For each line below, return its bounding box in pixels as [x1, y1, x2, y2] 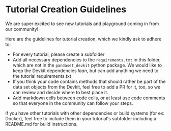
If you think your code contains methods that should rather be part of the [12, 78, 166, 84]
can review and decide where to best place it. [12, 89, 108, 95]
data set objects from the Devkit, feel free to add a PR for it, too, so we [12, 83, 161, 90]
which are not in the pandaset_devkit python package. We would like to [12, 62, 162, 68]
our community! [5, 26, 39, 32]
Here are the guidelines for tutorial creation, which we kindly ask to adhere [5, 36, 162, 42]
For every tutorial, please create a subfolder [12, 51, 105, 57]
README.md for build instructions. [5, 121, 78, 127]
